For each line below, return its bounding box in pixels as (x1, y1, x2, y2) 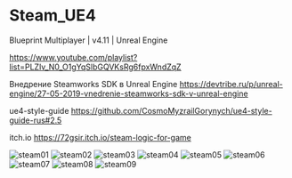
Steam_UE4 (9, 5, 96, 26)
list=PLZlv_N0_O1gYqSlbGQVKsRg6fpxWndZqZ (9, 61, 182, 72)
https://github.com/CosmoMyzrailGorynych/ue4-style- (70, 105, 273, 116)
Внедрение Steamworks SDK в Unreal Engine (9, 78, 178, 89)
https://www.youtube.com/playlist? (9, 52, 138, 62)
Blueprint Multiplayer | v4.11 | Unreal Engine (9, 35, 168, 45)
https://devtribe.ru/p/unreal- (179, 78, 283, 89)
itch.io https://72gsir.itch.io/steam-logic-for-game (9, 132, 191, 142)
